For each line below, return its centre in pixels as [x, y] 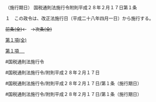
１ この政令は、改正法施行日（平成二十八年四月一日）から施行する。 [80, 18]
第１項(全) [16, 40]
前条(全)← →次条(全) [29, 29]
